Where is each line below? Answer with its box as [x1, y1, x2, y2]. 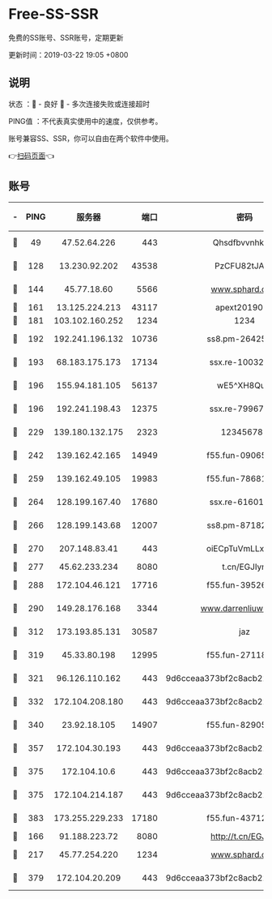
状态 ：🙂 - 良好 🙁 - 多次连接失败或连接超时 [8, 99, 150, 109]
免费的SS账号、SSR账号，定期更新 [8, 32, 124, 42]
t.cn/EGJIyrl [222, 561, 267, 572]
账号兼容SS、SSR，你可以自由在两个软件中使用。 [8, 133, 173, 143]
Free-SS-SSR [8, 5, 99, 24]
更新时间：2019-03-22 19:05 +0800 [8, 49, 129, 59]
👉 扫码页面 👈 [8, 151, 55, 161]
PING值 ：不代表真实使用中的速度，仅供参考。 [8, 116, 163, 126]
